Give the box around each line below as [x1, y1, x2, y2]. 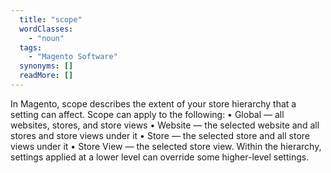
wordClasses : [19, 24, 74, 34]
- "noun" [28, 33, 65, 43]
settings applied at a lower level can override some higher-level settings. [10, 151, 310, 163]
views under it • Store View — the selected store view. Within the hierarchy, [10, 140, 322, 152]
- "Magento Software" [28, 52, 118, 62]
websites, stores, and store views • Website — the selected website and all [10, 119, 320, 131]
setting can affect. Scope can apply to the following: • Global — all [10, 108, 285, 120]
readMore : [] [19, 71, 74, 81]
